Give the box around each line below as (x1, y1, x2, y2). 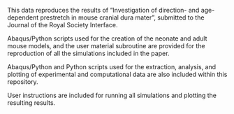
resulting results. (7, 99, 56, 107)
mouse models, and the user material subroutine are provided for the (7, 42, 205, 50)
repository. (7, 78, 38, 86)
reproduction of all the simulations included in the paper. (7, 49, 170, 57)
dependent (7, 13, 39, 22)
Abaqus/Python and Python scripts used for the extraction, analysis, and (7, 63, 217, 71)
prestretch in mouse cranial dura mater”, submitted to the (40, 13, 205, 22)
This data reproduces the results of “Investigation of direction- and (7, 6, 200, 14)
